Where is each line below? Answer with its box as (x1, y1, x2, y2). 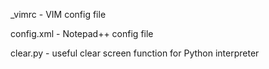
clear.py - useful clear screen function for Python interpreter (10, 47, 260, 59)
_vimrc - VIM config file (10, 9, 107, 20)
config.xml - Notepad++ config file (10, 28, 154, 39)
